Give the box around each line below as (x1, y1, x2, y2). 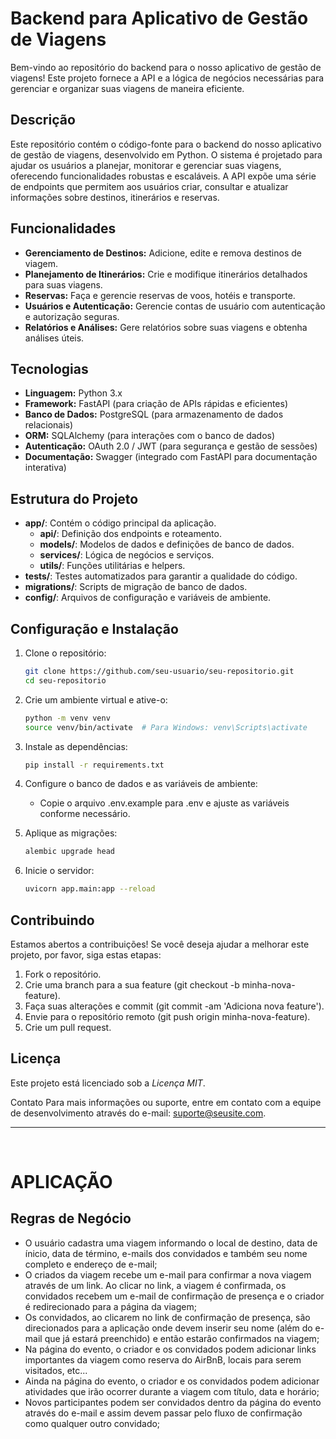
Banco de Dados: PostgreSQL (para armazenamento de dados (24, 408, 284, 421)
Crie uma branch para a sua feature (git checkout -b (24, 978, 240, 991)
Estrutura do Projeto (10, 490, 139, 507)
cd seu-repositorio (24, 675, 107, 686)
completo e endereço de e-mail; (24, 1258, 158, 1270)
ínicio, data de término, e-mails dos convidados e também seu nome (24, 1247, 308, 1259)
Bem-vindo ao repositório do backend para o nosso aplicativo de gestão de (10, 61, 322, 73)
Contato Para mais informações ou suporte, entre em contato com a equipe (10, 1096, 322, 1108)
